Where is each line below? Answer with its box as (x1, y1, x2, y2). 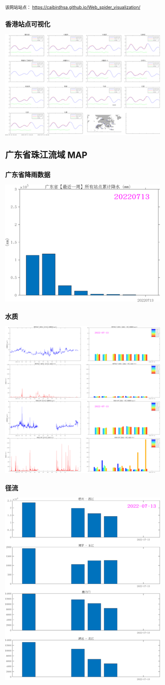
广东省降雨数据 (5, 171, 51, 179)
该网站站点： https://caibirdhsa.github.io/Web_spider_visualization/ (5, 4, 141, 10)
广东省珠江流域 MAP (5, 150, 87, 160)
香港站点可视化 (5, 20, 51, 29)
